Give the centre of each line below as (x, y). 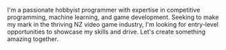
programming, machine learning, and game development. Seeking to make (113, 17)
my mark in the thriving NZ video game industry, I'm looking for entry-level (113, 24)
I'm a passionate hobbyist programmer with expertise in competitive (104, 10)
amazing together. (33, 39)
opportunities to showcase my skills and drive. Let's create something (106, 32)
